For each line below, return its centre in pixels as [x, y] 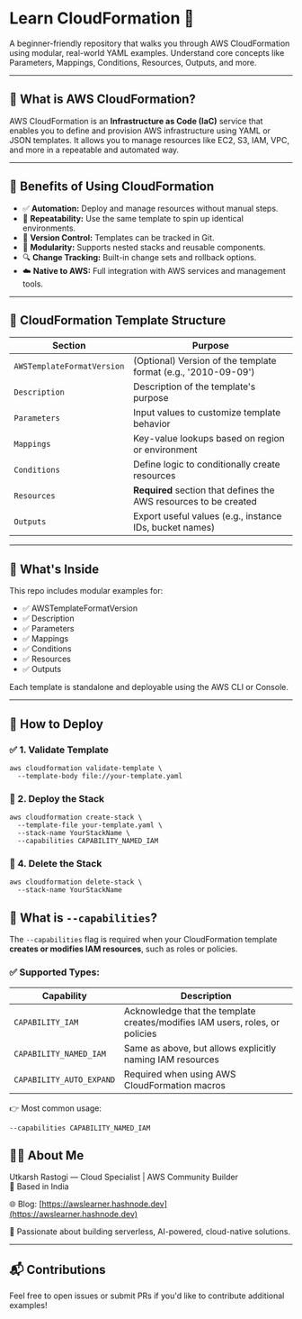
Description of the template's [195, 387]
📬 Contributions [58, 1269]
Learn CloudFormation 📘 [102, 18]
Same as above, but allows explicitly [200, 1048]
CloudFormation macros [175, 1085]
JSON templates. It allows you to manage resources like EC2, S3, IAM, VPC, [150, 140]
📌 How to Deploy [56, 724]
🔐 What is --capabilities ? [84, 918]
